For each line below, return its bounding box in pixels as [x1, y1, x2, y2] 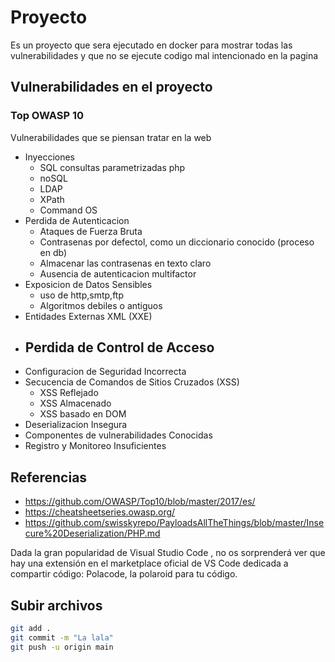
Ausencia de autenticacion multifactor [39, 267, 197, 280]
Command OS [39, 204, 98, 216]
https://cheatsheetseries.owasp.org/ [24, 506, 176, 518]
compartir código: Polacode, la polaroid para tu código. [10, 568, 238, 580]
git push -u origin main [10, 642, 114, 652]
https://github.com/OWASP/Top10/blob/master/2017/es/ [24, 496, 256, 508]
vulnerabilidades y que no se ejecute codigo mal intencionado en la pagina [10, 49, 319, 61]
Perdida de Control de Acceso [24, 339, 215, 356]
